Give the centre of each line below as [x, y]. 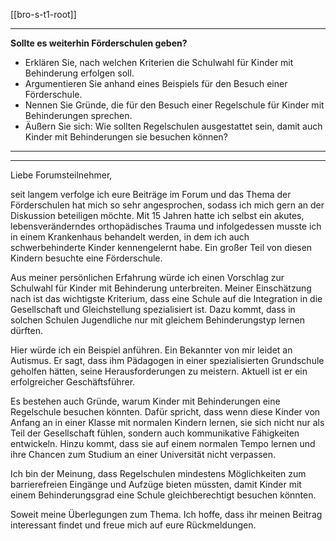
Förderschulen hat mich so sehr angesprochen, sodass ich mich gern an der [167, 205]
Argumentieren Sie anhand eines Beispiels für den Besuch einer [156, 83]
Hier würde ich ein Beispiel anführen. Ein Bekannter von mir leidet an [151, 350]
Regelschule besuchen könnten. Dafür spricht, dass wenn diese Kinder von [165, 412]
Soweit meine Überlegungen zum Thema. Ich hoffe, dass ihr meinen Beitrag [166, 514]
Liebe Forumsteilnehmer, [61, 175]
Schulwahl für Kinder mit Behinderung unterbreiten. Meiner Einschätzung [161, 288]
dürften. [26, 330]
